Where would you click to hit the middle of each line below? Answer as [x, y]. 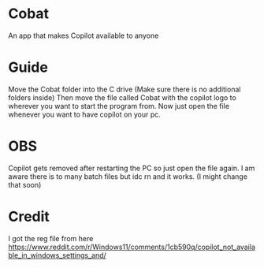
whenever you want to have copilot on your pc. [85, 114]
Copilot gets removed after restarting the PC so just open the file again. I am [132, 168]
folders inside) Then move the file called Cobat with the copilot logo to [122, 97]
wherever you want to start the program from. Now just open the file [119, 106]
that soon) [25, 184]
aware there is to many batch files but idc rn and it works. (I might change [128, 176]
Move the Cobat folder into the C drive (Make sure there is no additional [125, 89]
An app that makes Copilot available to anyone [84, 35]
